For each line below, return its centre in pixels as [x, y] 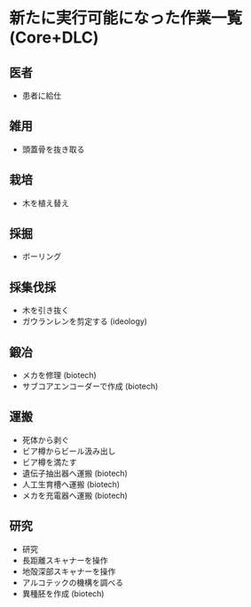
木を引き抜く [45, 311]
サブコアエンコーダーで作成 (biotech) [90, 386]
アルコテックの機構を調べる [73, 582]
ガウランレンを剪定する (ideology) [85, 321]
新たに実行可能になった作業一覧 [126, 18]
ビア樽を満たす [49, 461]
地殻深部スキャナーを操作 [69, 571]
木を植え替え [45, 203]
